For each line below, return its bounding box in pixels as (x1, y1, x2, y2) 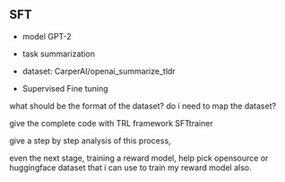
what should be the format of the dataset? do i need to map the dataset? (9, 100, 276, 111)
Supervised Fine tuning (22, 82, 109, 93)
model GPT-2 (22, 30, 72, 41)
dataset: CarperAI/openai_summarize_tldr (22, 65, 177, 76)
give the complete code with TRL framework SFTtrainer (9, 117, 213, 128)
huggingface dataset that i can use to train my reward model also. (9, 161, 253, 173)
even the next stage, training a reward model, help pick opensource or (9, 152, 269, 163)
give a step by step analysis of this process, (9, 134, 172, 146)
